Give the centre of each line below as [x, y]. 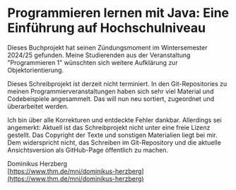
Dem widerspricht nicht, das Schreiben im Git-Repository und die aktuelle [114, 142]
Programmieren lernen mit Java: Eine [118, 13]
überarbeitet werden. [38, 106]
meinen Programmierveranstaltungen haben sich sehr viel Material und [111, 91]
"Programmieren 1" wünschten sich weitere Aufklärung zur [93, 62]
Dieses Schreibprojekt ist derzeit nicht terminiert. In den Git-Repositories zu [117, 83]
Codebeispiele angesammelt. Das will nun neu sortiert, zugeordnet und [111, 99]
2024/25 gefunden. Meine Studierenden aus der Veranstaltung [99, 55]
